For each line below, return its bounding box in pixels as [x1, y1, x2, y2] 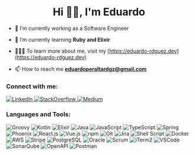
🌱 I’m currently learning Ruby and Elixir [14, 36, 110, 43]
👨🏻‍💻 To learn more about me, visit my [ [14, 47, 110, 55]
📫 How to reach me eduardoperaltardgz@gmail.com [14, 65, 147, 72]
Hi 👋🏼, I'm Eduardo [52, 5, 146, 19]
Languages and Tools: [6, 110, 71, 119]
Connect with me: [6, 82, 58, 90]
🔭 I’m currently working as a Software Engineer [14, 25, 130, 32]
